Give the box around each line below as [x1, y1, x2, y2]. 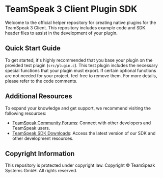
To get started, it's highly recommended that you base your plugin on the [5, 57, 153, 63]
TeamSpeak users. [12, 125, 51, 131]
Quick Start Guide [5, 44, 61, 52]
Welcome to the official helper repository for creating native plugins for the [5, 20, 156, 25]
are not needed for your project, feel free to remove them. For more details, [5, 72, 157, 79]
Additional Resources [5, 92, 72, 101]
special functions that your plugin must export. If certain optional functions [5, 67, 156, 73]
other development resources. [12, 135, 74, 141]
